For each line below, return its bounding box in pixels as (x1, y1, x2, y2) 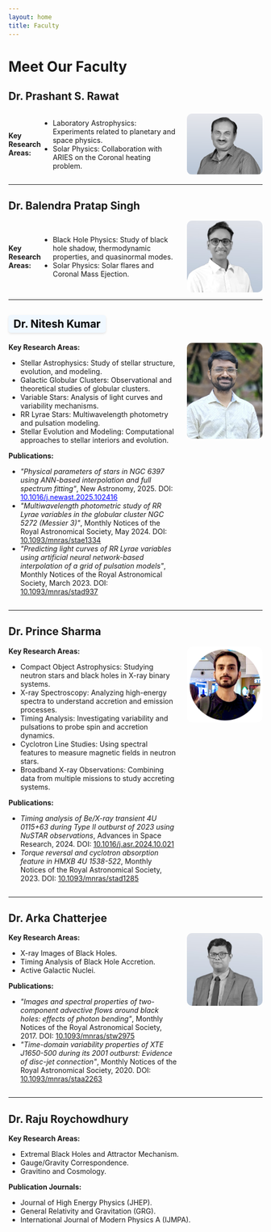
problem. (52, 161, 83, 170)
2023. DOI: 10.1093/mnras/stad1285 (19, 873, 140, 883)
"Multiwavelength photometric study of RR (19, 501, 162, 511)
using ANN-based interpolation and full (19, 475, 152, 485)
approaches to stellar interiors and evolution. (19, 435, 169, 444)
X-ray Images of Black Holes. (19, 948, 118, 958)
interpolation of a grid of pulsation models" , (19, 561, 167, 570)
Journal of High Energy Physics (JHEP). (19, 1198, 152, 1208)
